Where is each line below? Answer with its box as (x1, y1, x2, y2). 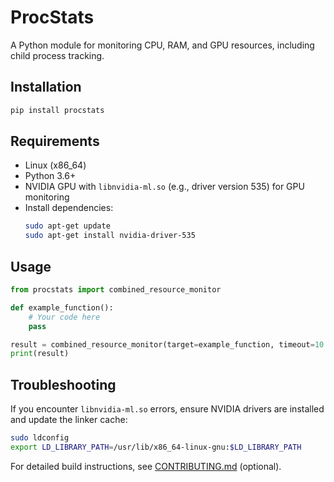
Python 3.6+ (24, 170, 77, 182)
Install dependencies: (24, 202, 114, 214)
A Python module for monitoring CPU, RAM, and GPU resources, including (10, 39, 315, 51)
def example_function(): (10, 302, 114, 313)
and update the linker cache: (10, 414, 128, 426)
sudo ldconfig (10, 433, 70, 443)
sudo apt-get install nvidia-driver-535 (24, 231, 196, 241)
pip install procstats (10, 105, 105, 115)
